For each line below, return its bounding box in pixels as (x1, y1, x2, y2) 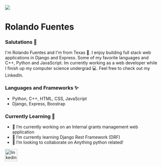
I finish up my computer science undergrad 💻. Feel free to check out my (5, 66, 150, 71)
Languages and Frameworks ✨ (5, 84, 79, 91)
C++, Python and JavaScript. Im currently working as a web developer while (5, 60, 158, 66)
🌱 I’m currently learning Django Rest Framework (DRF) (12, 134, 120, 140)
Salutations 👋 (5, 39, 37, 46)
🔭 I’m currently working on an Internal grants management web (12, 124, 138, 130)
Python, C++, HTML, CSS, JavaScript (12, 96, 87, 101)
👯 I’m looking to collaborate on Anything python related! (12, 139, 124, 145)
